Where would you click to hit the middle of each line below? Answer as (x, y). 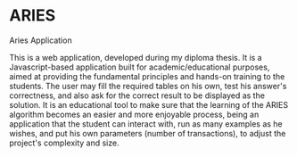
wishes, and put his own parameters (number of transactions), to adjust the (148, 133)
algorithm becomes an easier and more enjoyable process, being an (134, 114)
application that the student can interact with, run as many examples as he (146, 124)
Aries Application (41, 40)
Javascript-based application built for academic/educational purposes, (140, 67)
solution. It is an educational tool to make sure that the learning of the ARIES (148, 104)
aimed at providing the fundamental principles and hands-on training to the (147, 76)
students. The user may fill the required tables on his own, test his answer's (148, 86)
